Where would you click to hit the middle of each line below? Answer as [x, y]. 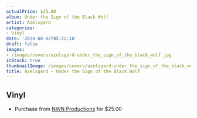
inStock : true [23, 60]
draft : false [22, 44]
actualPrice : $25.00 [31, 11]
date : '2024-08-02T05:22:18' [42, 39]
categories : [21, 28]
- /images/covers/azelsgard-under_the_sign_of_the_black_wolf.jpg [89, 55]
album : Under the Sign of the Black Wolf [57, 17]
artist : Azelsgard [28, 22]
